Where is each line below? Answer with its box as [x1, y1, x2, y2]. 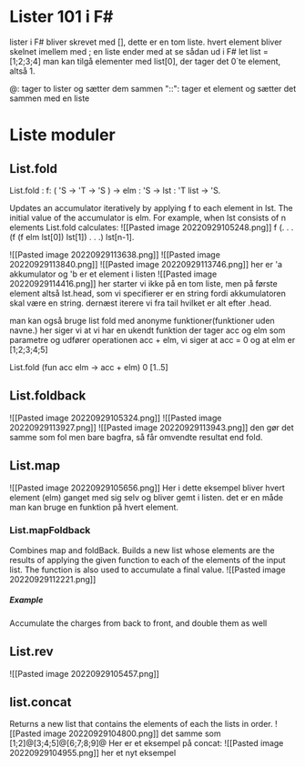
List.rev [9, 644, 54, 660]
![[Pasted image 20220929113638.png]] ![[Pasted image [9, 248, 221, 260]
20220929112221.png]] [9, 573, 97, 584]
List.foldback [9, 389, 86, 404]
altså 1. [9, 66, 36, 76]
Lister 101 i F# [9, 6, 114, 27]
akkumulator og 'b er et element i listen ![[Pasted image [9, 268, 218, 279]
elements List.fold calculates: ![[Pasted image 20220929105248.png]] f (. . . [9, 221, 294, 233]
